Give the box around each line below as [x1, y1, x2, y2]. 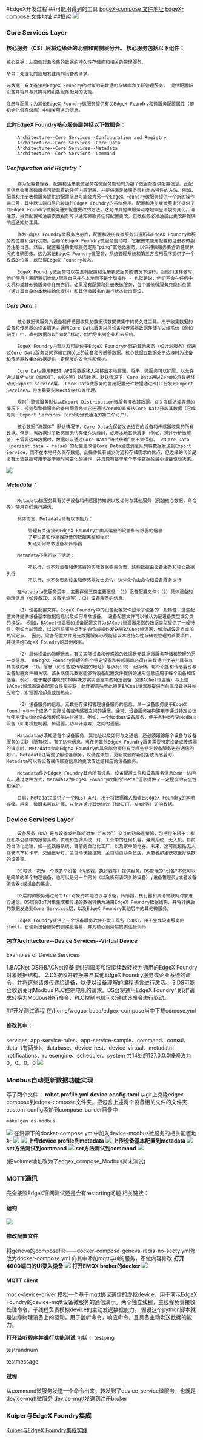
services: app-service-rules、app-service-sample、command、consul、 [6, 1036, 189, 1044]
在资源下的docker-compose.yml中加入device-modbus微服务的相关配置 [13, 1130, 192, 1137]
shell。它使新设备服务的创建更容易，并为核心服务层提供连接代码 [6, 923, 147, 930]
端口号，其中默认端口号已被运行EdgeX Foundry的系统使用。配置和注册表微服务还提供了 [6, 200, 195, 206]
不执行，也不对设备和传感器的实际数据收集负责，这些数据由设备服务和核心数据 [28, 564, 195, 571]
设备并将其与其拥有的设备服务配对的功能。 [6, 89, 97, 95]
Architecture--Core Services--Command [17, 151, 115, 157]
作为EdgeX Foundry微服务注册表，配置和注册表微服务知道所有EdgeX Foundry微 [17, 231, 192, 238]
